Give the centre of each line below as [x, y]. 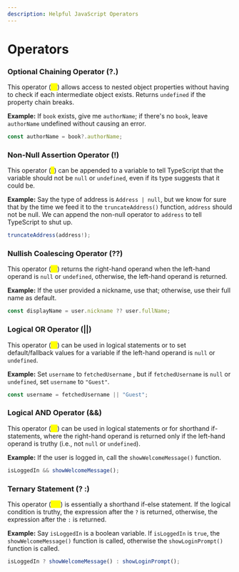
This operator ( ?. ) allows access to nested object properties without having [118, 87]
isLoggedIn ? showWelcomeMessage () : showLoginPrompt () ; [94, 561]
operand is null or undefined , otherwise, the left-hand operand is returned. [117, 277]
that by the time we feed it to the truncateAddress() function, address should [120, 207]
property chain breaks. [41, 102]
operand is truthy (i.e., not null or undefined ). [74, 444]
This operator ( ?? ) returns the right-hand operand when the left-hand [109, 269]
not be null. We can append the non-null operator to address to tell [105, 215]
